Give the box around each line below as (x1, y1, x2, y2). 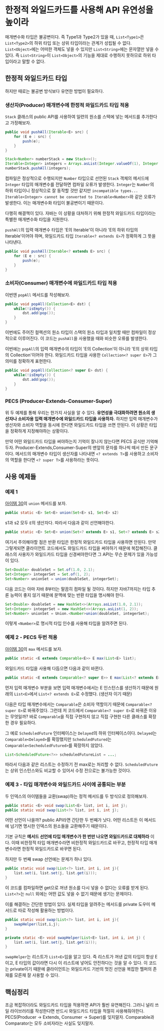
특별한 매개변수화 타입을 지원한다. (5, 216, 69, 222)
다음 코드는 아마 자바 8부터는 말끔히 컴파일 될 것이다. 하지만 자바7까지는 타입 (5, 586, 151, 592)
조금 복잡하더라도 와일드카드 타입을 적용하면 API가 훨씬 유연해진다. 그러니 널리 (5, 1002, 154, 1008)
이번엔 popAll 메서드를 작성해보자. (5, 291, 71, 297)
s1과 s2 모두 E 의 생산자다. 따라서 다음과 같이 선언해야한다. (5, 520, 115, 526)
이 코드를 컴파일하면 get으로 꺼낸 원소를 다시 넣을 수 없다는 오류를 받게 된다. (5, 885, 149, 891)
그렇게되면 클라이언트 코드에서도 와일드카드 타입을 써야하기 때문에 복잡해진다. (5, 545, 153, 551)
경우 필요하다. (10, 719, 37, 725)
